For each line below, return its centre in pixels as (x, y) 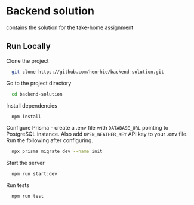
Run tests (18, 185)
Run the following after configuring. (50, 140)
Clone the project (27, 60)
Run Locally (28, 46)
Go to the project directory (39, 83)
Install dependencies (32, 105)
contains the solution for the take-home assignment (70, 27)
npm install (27, 117)
